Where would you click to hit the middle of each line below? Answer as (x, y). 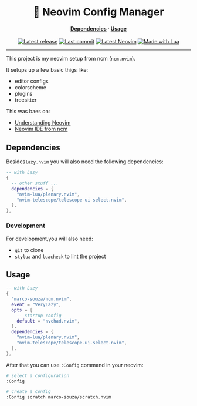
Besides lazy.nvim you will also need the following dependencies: (85, 162)
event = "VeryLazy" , (36, 304)
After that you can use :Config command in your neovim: (75, 365)
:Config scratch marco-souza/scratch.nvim (59, 397)
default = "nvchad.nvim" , (48, 321)
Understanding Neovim (43, 123)
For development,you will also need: (50, 239)
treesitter (26, 100)
